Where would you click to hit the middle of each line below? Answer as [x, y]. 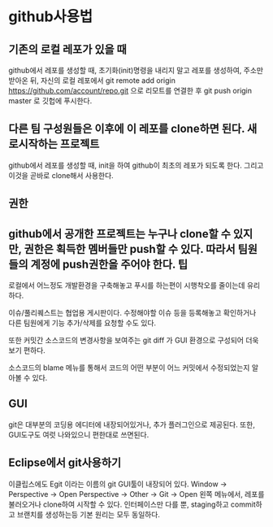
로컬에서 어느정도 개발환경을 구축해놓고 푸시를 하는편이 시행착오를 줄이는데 [127, 285]
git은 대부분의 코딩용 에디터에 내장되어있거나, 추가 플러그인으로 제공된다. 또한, [132, 425]
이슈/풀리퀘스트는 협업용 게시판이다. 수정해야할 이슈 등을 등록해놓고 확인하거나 [132, 313]
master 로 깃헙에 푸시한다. [50, 101]
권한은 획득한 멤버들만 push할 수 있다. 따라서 [130, 249]
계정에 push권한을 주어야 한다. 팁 [109, 264]
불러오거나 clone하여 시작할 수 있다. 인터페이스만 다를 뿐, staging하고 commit [132, 504]
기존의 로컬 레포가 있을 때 [68, 49]
